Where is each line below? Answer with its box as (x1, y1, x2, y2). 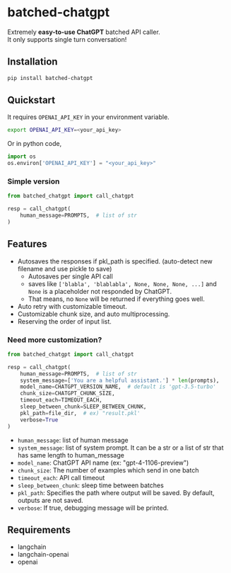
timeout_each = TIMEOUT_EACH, (20, 397, 102, 404)
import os (7, 153, 37, 160)
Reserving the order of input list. (17, 317, 112, 326)
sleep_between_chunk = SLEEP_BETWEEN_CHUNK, (20, 403, 147, 411)
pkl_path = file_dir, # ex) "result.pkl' (20, 409, 141, 416)
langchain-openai (17, 550, 69, 559)
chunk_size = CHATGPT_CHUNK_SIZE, (20, 390, 115, 397)
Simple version (7, 176, 60, 186)
